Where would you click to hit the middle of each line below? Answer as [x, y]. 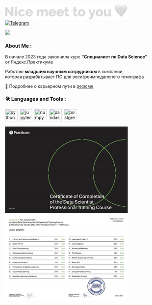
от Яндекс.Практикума [29, 62]
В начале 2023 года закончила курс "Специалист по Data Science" [76, 56]
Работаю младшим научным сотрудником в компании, [64, 71]
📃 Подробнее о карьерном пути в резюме [49, 86]
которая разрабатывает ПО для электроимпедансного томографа [75, 77]
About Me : [18, 46]
